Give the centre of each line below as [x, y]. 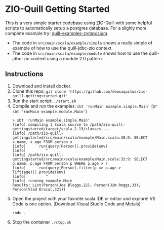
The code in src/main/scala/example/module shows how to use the [80, 53]
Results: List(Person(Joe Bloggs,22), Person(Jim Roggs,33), [77, 185]
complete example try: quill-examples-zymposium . [57, 33]
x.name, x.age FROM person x [42, 142]
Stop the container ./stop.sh [42, 222]
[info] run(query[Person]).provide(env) [60, 146]
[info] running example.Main [42, 181]
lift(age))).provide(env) [39, 172]
